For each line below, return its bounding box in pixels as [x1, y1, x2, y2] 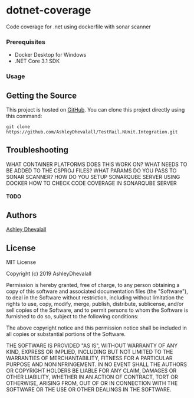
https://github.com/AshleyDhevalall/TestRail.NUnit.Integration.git [6, 129, 178, 135]
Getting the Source [6, 90, 77, 100]
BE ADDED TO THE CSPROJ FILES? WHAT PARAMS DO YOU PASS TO [6, 167, 177, 174]
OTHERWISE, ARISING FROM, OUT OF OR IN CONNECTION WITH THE [6, 380, 178, 387]
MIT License [6, 259, 37, 266]
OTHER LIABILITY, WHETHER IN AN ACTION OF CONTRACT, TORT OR [6, 373, 178, 380]
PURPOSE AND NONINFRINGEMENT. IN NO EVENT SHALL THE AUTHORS [6, 361, 188, 368]
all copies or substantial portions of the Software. [6, 331, 126, 337]
